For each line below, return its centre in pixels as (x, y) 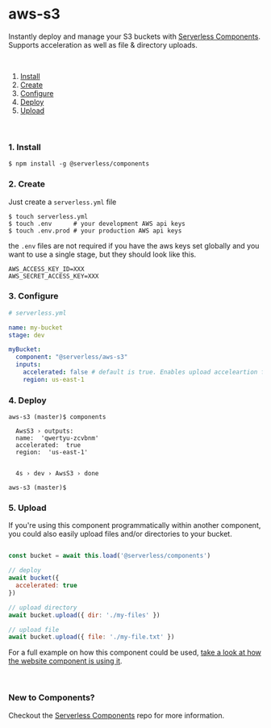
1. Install (25, 147)
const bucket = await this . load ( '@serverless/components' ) (110, 556)
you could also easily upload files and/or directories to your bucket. (120, 534)
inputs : (29, 365)
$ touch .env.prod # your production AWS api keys (95, 231)
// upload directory (43, 607)
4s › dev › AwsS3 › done (57, 474)
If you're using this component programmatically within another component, (135, 525)
